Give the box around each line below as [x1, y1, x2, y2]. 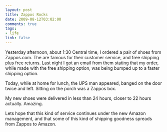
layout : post [5, 7, 32, 13]
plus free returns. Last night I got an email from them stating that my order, [5, 60, 159, 66]
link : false [5, 36, 30, 41]
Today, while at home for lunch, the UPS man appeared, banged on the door [5, 80, 162, 86]
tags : [5, 26, 16, 31]
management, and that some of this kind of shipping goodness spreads [5, 115, 152, 121]
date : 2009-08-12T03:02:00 [5, 17, 61, 22]
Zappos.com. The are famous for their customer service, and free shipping [5, 54, 159, 60]
